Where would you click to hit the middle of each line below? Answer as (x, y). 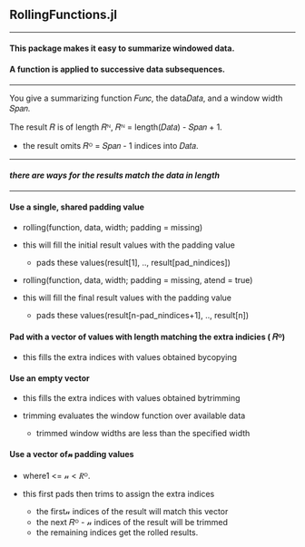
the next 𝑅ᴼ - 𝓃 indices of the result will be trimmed (132, 522)
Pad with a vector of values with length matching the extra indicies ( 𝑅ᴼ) (148, 337)
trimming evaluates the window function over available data (134, 415)
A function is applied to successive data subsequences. (117, 69)
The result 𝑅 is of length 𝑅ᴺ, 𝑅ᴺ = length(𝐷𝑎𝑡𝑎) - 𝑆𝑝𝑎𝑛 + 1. (116, 127)
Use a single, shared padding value (77, 207)
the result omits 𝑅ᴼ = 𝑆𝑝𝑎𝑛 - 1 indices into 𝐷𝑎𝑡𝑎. (110, 145)
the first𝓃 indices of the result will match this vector (132, 511)
